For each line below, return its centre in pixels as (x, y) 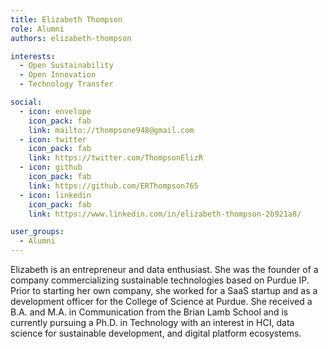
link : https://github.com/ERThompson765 (113, 186)
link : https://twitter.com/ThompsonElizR (115, 158)
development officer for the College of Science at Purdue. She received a (161, 301)
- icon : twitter (53, 139)
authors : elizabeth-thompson (71, 38)
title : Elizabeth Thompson (66, 19)
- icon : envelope (55, 111)
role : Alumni (37, 29)
